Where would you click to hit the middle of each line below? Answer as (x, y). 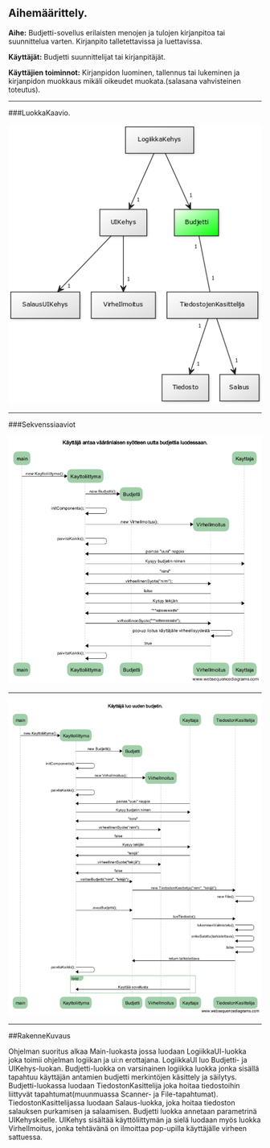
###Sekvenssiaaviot (42, 424)
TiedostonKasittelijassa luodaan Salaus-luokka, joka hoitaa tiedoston (122, 1103)
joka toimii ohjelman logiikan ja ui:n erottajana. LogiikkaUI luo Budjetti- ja (128, 1060)
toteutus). (25, 89)
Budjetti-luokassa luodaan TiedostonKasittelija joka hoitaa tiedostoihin (124, 1086)
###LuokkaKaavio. (39, 113)
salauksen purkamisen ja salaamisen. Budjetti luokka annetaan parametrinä (133, 1112)
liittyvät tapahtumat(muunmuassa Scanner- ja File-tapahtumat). (113, 1094)
